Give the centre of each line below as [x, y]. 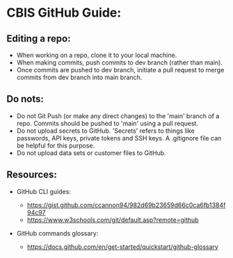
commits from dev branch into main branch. [79, 77]
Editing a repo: [39, 39]
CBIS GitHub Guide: [64, 13]
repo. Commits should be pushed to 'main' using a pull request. [107, 123]
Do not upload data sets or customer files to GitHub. [91, 153]
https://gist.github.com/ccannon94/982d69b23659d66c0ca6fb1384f [126, 205]
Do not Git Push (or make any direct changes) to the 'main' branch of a [118, 115]
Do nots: [25, 99]
